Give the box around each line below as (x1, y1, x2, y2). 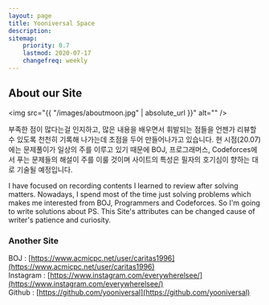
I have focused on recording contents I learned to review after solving (8, 180, 238, 190)
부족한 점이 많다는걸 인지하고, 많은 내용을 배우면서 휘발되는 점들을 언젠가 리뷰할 (8, 124, 257, 134)
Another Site (8, 235, 59, 246)
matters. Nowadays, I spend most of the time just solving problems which (8, 189, 251, 199)
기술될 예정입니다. (16, 164, 73, 174)
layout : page (8, 11, 52, 20)
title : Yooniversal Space (8, 19, 95, 27)
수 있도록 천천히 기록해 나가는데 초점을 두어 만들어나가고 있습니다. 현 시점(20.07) (8, 134, 261, 144)
